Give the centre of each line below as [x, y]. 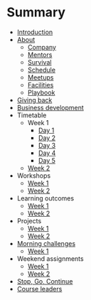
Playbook [41, 92]
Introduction [35, 32]
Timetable [32, 115]
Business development [50, 107]
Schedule [42, 70]
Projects [29, 220]
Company [42, 47]
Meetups [41, 77]
